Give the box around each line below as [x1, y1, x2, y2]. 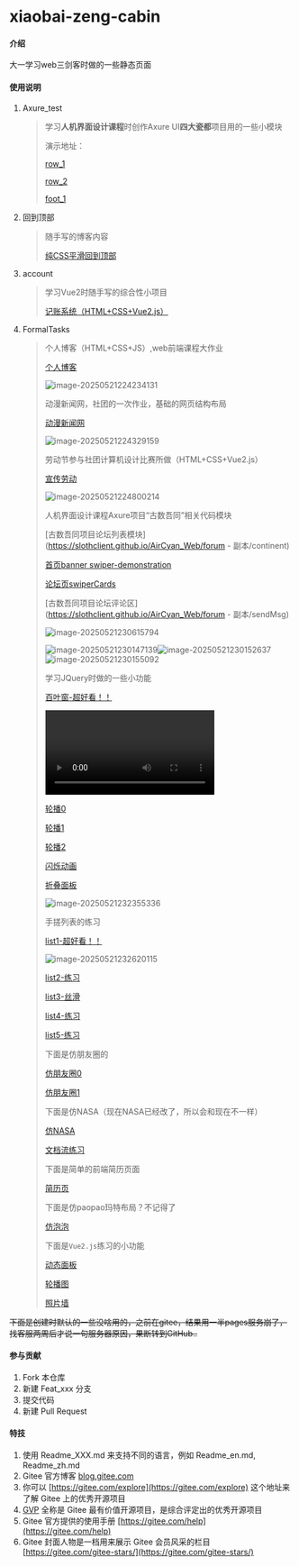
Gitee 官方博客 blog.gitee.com [22, 1470, 134, 1481]
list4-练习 [44, 1010, 81, 1021]
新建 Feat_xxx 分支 [22, 1383, 92, 1394]
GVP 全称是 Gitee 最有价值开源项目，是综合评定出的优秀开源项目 [22, 1505, 263, 1515]
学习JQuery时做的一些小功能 [44, 672, 152, 683]
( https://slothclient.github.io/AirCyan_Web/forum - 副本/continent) [44, 540, 290, 551]
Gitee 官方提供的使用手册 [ [22, 1516, 122, 1526]
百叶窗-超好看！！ [44, 691, 113, 702]
